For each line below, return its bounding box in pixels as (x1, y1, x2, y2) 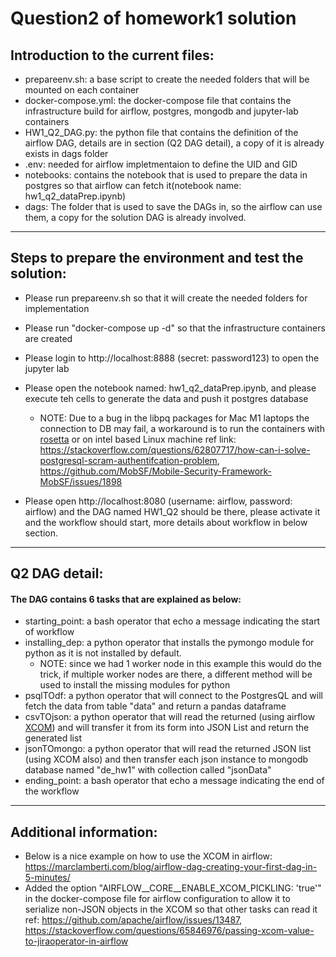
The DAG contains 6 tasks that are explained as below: (10, 593, 242, 605)
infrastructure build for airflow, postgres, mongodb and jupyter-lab (24, 105, 299, 117)
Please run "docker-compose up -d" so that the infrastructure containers (24, 322, 326, 334)
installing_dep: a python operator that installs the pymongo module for (24, 637, 315, 649)
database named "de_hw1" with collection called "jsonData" (24, 764, 272, 776)
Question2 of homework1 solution (10, 7, 297, 30)
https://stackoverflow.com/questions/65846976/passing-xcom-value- (24, 925, 315, 937)
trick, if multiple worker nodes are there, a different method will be (39, 668, 313, 681)
